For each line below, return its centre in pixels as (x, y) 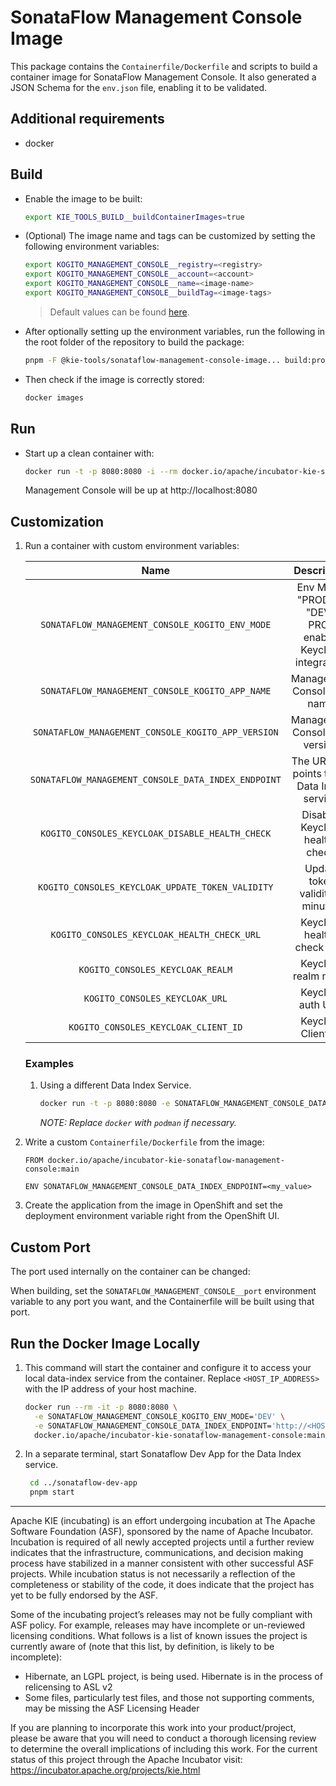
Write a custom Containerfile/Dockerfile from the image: (144, 1142)
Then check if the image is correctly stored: (114, 379)
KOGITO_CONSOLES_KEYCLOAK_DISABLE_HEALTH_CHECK (156, 834)
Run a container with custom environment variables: (132, 546)
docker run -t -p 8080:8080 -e (105, 1104)
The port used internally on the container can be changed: (130, 1272)
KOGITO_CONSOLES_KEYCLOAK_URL (155, 999)
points (307, 774)
